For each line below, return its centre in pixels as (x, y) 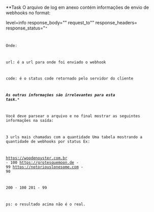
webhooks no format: (28, 13)
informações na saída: (30, 121)
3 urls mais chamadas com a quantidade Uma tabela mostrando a (74, 137)
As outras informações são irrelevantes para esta (60, 95)
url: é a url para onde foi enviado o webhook (56, 62)
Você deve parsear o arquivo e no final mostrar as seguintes (73, 116)
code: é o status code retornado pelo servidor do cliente (70, 78)
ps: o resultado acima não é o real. (46, 204)
